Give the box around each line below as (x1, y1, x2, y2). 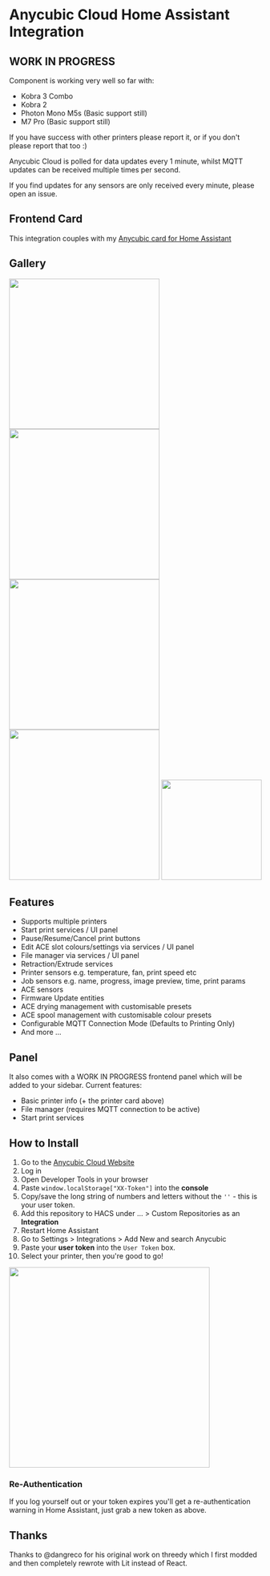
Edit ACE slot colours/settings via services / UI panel (20, 942, 195, 952)
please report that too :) (9, 141, 87, 150)
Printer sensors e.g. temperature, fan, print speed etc (20, 968, 197, 977)
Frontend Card (9, 212, 83, 226)
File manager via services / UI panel (20, 951, 139, 960)
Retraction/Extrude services (20, 960, 114, 969)
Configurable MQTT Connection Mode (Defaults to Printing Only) (20, 1019, 236, 1028)
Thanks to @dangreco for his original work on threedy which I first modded (9, 1550, 257, 1560)
